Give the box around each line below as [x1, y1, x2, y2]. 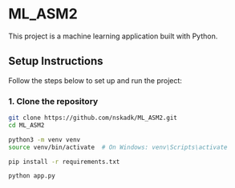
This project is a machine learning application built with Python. [8, 31, 218, 41]
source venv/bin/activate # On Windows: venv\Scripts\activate [8, 143, 228, 151]
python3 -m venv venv [8, 135, 81, 144]
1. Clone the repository [8, 95, 99, 106]
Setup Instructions [8, 54, 103, 68]
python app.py [8, 172, 56, 180]
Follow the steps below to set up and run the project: [8, 75, 183, 85]
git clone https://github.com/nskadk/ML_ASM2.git [8, 114, 178, 122]
